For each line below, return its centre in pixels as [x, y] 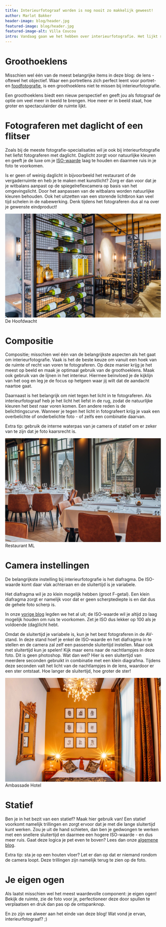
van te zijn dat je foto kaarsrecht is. [41, 431]
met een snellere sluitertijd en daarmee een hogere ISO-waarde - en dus [79, 835]
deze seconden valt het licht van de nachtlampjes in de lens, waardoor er [80, 666]
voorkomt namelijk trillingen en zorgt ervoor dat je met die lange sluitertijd [80, 824]
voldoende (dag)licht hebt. [32, 625]
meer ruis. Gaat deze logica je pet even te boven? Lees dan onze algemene [82, 840]
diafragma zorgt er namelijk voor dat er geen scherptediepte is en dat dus [80, 599]
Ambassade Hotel [23, 785]
